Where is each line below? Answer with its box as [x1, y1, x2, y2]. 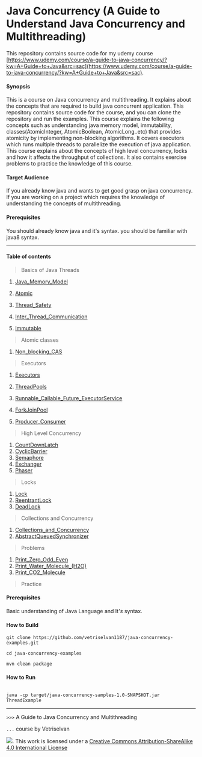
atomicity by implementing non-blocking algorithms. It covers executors [6, 134, 185, 142]
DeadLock [14, 502, 41, 510]
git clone [6, 635, 31, 641]
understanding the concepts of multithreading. [6, 200, 122, 207]
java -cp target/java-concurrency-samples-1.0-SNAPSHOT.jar [6, 692, 161, 699]
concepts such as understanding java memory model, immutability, [6, 122, 173, 129]
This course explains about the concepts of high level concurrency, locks [6, 147, 188, 155]
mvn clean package [6, 661, 52, 667]
